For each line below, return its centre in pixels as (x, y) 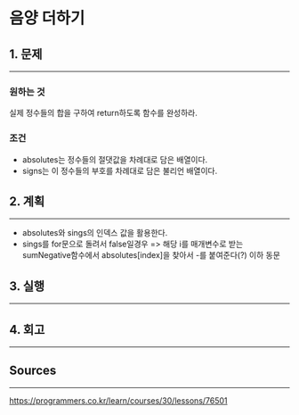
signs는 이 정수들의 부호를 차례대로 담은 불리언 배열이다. (120, 170)
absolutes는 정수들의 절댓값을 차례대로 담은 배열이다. (115, 159)
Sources (33, 371)
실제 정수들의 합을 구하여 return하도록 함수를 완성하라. (103, 113)
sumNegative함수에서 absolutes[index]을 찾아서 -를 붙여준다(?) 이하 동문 (151, 255)
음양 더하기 (47, 18)
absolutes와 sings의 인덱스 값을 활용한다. (95, 233)
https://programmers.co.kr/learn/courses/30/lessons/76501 (119, 400)
